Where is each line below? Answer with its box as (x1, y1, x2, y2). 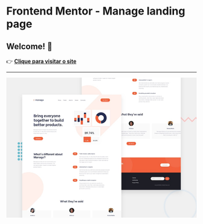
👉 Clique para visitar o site (6, 58, 77, 65)
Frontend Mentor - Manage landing (6, 4, 185, 18)
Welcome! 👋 (6, 41, 53, 51)
